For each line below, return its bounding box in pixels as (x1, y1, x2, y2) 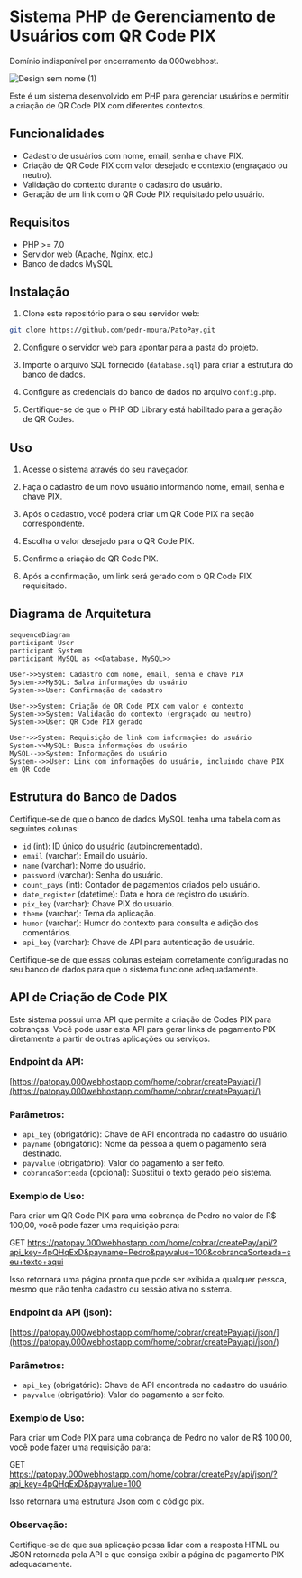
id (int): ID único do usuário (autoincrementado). (22, 841, 203, 851)
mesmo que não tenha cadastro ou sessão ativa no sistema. (9, 1283, 233, 1294)
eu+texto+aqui (9, 1256, 64, 1267)
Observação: (9, 1518, 68, 1531)
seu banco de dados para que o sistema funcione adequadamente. (9, 963, 259, 974)
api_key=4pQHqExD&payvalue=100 (9, 1479, 142, 1489)
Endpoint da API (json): (9, 1306, 113, 1319)
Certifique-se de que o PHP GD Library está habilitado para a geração (22, 404, 283, 415)
